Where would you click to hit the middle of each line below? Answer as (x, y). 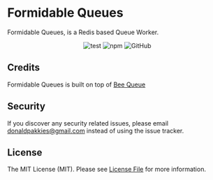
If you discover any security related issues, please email (88, 123)
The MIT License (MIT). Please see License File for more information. (106, 170)
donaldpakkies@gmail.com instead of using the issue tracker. (96, 130)
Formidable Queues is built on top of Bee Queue (76, 84)
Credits (24, 68)
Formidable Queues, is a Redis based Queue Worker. (83, 32)
